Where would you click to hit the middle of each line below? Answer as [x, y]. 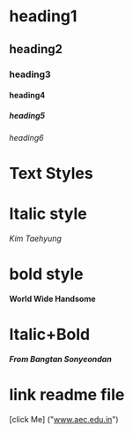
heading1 [43, 16]
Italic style [48, 214]
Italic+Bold [50, 335]
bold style [46, 274]
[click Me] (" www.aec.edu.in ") [64, 419]
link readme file [67, 395]
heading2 [36, 49]
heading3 [30, 74]
